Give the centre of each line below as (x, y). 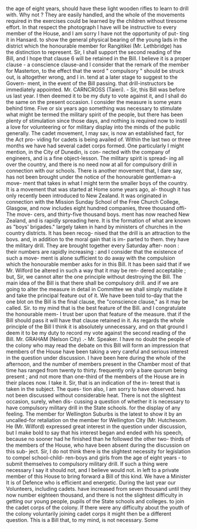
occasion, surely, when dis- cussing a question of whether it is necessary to (98, 401)
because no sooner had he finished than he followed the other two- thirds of (98, 439)
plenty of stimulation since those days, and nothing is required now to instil (96, 121)
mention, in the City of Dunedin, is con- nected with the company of (88, 152)
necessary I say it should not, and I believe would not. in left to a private (93, 470)
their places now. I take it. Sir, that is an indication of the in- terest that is (93, 383)
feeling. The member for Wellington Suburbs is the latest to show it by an (94, 414)
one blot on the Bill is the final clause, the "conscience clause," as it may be (97, 301)
